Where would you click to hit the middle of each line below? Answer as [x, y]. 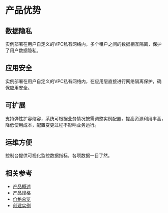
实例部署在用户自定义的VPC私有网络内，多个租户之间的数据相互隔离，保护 [83, 44]
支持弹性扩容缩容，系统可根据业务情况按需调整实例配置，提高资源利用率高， [86, 118]
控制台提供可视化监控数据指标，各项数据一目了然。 [59, 155]
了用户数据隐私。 [23, 50]
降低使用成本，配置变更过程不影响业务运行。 [52, 125]
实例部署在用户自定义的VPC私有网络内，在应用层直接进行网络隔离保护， [81, 81]
